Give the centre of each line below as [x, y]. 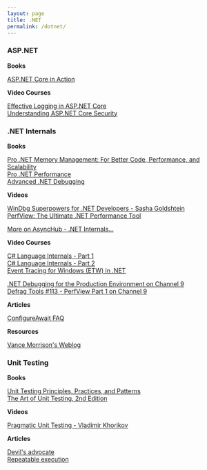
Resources [23, 331]
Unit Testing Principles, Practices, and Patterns [74, 391]
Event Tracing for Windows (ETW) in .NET [67, 270]
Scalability [22, 167]
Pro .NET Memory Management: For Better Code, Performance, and [103, 159]
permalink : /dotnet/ [37, 26]
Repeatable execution [38, 460]
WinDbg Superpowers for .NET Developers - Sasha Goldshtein [96, 208]
